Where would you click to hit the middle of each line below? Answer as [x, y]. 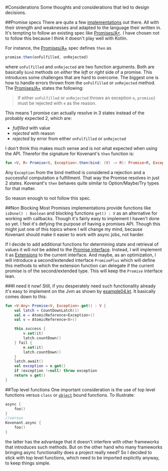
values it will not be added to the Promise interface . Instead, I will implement [83, 249]
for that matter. [20, 188]
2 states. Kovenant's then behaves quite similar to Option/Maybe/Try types [82, 183]
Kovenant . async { [23, 423]
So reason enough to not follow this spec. [48, 198]
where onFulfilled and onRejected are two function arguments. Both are [80, 67]
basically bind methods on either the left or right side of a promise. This [79, 72]
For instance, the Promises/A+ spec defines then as [58, 48]
